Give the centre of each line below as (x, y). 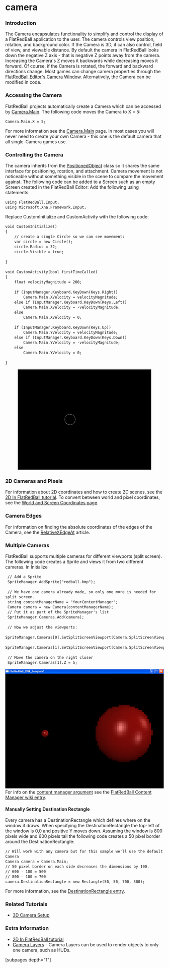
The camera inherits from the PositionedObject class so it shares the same (82, 166)
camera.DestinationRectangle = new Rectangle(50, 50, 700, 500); (75, 882)
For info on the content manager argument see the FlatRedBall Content (78, 792)
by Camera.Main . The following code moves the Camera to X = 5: (73, 111)
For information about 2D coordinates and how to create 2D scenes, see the (84, 492)
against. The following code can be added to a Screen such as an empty (80, 182)
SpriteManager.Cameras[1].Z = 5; (43, 662)
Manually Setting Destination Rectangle (48, 809)
